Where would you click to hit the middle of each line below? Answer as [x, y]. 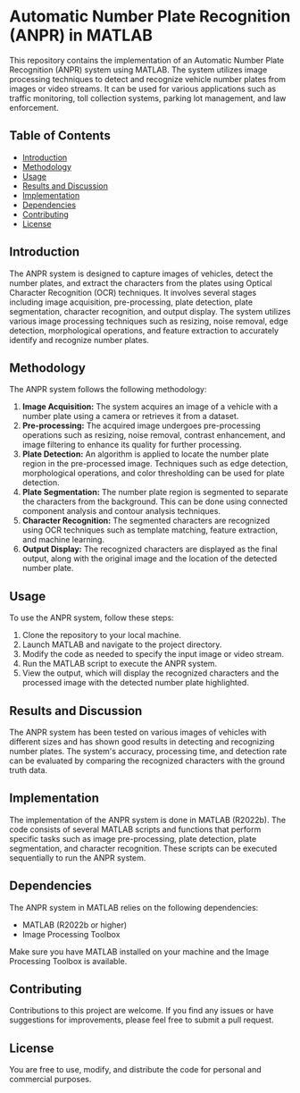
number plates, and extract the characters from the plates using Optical [141, 282]
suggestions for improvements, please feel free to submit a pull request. [142, 1020]
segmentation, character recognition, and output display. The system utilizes [150, 311]
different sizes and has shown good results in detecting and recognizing [142, 742]
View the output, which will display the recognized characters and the [150, 673]
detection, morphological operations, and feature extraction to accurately [144, 330]
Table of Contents [60, 136]
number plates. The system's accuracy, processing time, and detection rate [148, 751]
